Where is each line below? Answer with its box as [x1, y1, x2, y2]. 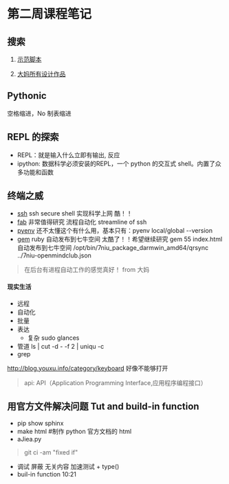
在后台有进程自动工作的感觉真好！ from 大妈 [23, 266, 150, 274]
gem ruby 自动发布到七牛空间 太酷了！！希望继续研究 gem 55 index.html [17, 235, 223, 244]
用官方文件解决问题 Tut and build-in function [7, 401, 199, 413]
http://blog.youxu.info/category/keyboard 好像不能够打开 [7, 364, 168, 372]
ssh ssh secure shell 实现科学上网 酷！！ [17, 209, 133, 218]
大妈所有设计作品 [17, 70, 66, 78]
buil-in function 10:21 [17, 470, 77, 479]
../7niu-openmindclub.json [17, 251, 91, 260]
